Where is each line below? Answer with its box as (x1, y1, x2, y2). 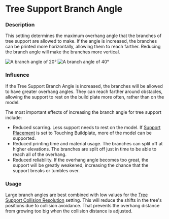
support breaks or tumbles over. (12, 167, 80, 173)
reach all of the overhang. (12, 151, 67, 158)
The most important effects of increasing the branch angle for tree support (5, 109, 161, 115)
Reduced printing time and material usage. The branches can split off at (12, 140, 163, 146)
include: (5, 114, 22, 120)
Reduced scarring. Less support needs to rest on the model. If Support (12, 124, 161, 130)
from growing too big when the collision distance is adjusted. (5, 208, 133, 214)
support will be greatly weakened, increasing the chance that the (12, 162, 149, 168)
